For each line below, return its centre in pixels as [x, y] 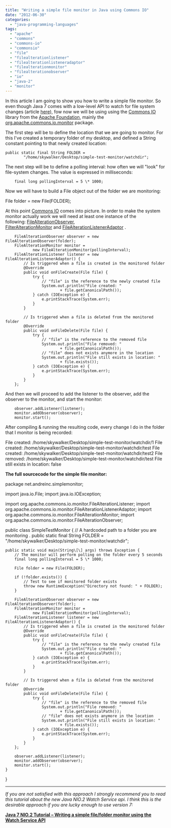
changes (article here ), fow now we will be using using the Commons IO [81, 112]
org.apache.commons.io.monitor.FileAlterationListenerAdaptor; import [78, 509]
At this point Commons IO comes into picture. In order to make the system [83, 211]
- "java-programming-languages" [44, 24]
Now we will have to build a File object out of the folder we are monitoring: [83, 191]
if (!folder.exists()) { [41, 577]
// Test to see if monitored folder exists [70, 581]
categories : [18, 19]
